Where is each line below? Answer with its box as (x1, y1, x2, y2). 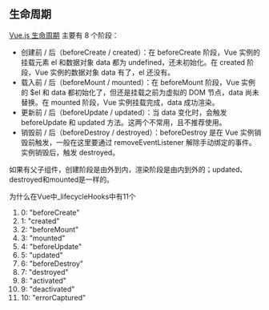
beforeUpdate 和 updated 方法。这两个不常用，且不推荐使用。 (20, 117, 227, 127)
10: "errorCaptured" (20, 292, 86, 302)
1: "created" (20, 215, 60, 226)
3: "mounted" (20, 233, 66, 243)
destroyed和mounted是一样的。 (9, 175, 114, 184)
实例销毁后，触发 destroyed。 (20, 147, 119, 157)
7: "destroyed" (20, 267, 69, 276)
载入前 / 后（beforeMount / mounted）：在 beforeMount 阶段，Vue (20, 77, 239, 87)
